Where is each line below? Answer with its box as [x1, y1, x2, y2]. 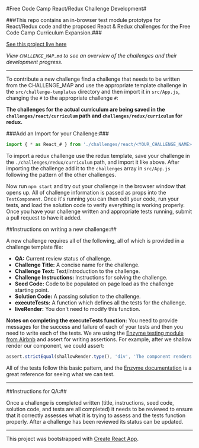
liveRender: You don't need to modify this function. [14, 305, 140, 312]
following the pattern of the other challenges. [6, 171, 117, 178]
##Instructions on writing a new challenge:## [6, 225, 117, 233]
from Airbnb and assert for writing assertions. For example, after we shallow [6, 335, 192, 343]
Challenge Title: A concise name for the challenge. [14, 261, 140, 268]
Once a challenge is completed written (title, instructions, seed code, [6, 399, 174, 406]
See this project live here [6, 41, 67, 47]
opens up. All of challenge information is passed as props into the [6, 189, 166, 196]
